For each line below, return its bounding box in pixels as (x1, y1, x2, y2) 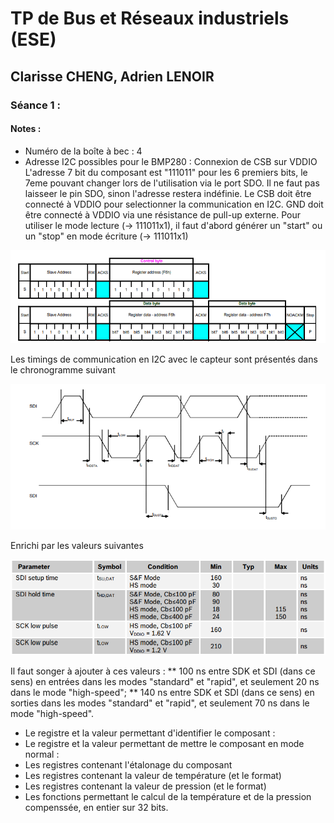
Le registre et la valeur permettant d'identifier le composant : (24, 727, 276, 739)
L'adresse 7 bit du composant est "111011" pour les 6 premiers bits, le (24, 166, 308, 178)
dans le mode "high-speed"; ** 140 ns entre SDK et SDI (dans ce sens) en (10, 687, 315, 699)
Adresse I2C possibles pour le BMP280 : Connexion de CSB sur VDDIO (24, 155, 318, 167)
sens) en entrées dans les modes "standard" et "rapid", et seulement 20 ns (10, 676, 320, 688)
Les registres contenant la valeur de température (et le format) (24, 770, 282, 782)
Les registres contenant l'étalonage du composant (24, 759, 233, 771)
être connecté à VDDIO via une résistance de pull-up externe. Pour (24, 208, 301, 221)
